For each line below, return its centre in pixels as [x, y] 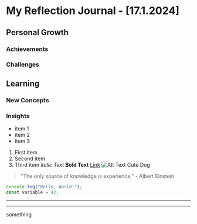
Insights [18, 116]
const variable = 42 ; [33, 192]
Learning [23, 83]
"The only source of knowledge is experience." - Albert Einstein [97, 176]
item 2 [22, 135]
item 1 [22, 129]
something [19, 214]
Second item [30, 158]
